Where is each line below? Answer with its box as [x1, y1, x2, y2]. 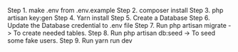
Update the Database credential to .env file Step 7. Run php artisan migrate [7, 21, 227, 29]
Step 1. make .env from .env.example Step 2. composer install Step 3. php [7, 6, 224, 14]
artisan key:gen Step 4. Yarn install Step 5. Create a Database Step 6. [7, 14, 210, 22]
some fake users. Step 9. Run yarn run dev [7, 36, 133, 45]
